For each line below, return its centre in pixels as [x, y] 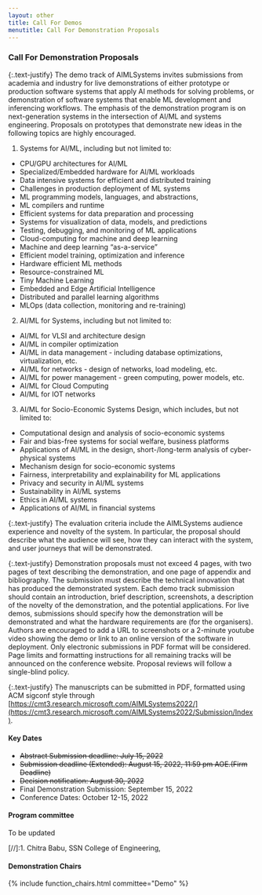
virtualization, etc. [48, 360]
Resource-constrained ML [62, 272]
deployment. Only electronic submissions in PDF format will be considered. [129, 647]
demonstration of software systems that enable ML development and [120, 100]
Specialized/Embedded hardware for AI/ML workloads [107, 172]
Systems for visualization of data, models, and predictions [113, 221]
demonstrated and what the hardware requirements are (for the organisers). [131, 622]
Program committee [41, 815]
